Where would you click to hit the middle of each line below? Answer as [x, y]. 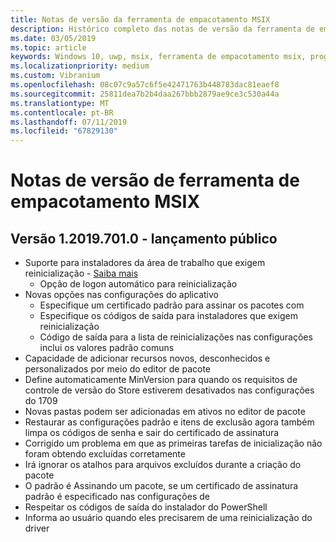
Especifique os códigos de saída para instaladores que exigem [168, 316]
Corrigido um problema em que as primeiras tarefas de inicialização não [173, 443]
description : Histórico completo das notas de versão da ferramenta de [162, 29]
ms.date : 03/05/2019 [53, 38]
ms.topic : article [48, 47]
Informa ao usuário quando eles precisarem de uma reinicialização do [168, 518]
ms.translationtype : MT [60, 103]
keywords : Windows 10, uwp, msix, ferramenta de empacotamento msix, [158, 57]
